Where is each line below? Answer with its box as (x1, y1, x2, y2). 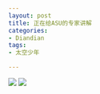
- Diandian (8, 33, 45, 42)
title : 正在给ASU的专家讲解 (8, 19, 92, 27)
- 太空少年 (8, 49, 40, 57)
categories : (8, 26, 48, 34)
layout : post (8, 11, 52, 20)
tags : (8, 41, 26, 49)
